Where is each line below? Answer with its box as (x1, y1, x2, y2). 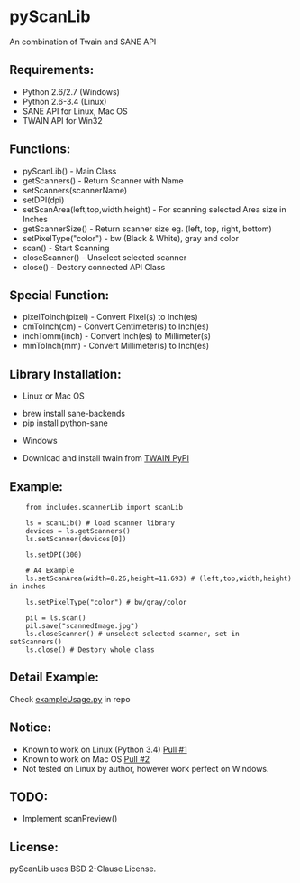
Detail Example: (9, 670, 99, 685)
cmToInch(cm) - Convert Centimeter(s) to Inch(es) (22, 321, 209, 332)
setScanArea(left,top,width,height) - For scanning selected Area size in (22, 203, 286, 214)
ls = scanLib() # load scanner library (25, 519, 176, 528)
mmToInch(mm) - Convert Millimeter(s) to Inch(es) (22, 341, 210, 352)
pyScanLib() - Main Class (22, 165, 117, 176)
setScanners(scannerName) (22, 184, 128, 195)
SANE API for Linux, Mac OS (22, 106, 128, 117)
